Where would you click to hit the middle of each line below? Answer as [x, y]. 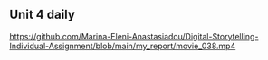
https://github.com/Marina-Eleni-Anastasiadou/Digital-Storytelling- [134, 36]
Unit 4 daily [42, 15]
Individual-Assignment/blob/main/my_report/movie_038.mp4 [123, 46]
